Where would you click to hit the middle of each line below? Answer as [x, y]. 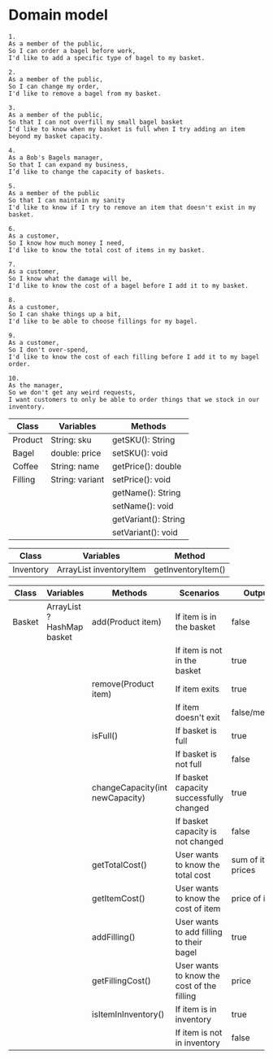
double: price [76, 453]
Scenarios [199, 593]
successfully [199, 797]
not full [188, 764]
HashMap [65, 626]
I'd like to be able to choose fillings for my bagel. [103, 321]
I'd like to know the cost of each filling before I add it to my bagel [134, 357]
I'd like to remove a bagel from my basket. [85, 94]
